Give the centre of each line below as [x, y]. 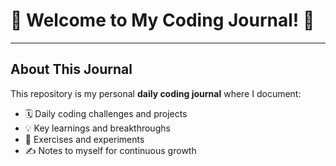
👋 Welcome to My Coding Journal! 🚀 [162, 20]
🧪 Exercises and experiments [84, 139]
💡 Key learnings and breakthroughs [97, 128]
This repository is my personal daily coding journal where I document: [156, 93]
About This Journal [71, 69]
